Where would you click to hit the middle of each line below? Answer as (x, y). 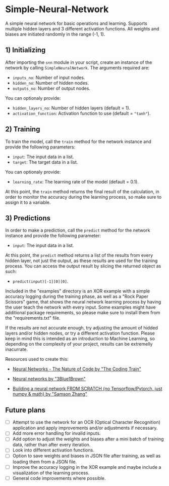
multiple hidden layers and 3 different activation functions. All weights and (82, 28)
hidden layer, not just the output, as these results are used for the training (81, 261)
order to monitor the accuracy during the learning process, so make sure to (83, 197)
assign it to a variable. (28, 202)
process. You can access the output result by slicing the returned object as (83, 266)
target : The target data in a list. (45, 162)
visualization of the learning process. (51, 473)
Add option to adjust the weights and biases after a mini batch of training (88, 439)
